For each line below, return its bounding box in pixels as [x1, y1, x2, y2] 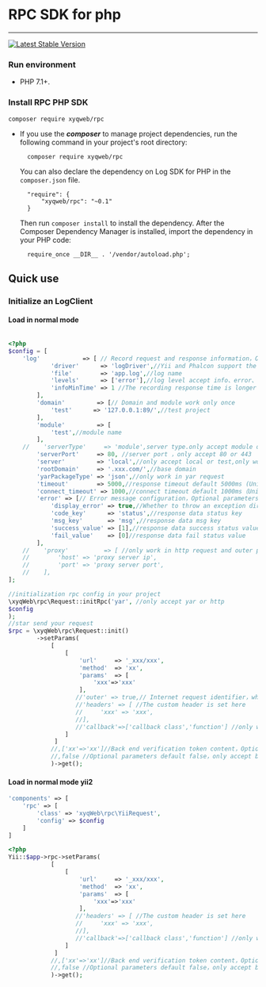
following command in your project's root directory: [19, 137, 188, 147]
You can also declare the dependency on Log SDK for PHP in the [19, 167, 231, 176]
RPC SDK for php [8, 6, 121, 24]
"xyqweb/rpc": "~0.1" [40, 197, 112, 205]
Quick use [8, 271, 59, 285]
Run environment [8, 59, 77, 70]
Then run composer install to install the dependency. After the [19, 218, 225, 228]
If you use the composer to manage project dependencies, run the [19, 129, 237, 138]
